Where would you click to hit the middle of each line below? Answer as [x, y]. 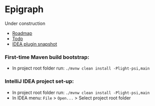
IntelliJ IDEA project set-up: [40, 81]
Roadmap [22, 33]
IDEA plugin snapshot [34, 44]
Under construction [25, 23]
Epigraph [24, 9]
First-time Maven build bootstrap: [47, 57]
